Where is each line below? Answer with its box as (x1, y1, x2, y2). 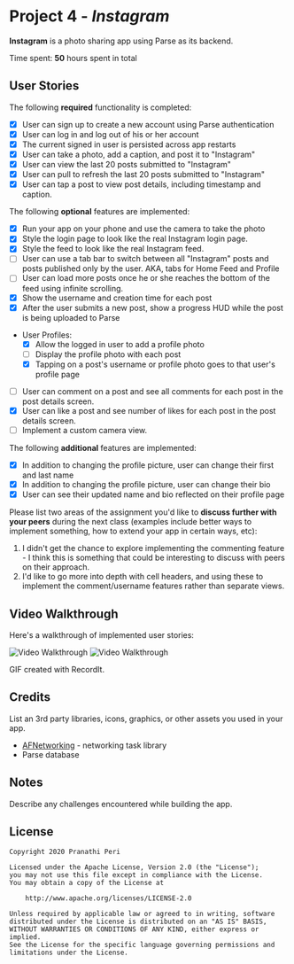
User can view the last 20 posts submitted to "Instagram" (21, 159, 232, 169)
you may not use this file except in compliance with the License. (9, 871, 264, 880)
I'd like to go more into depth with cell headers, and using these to (21, 571, 264, 582)
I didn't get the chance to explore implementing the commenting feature (21, 543, 285, 554)
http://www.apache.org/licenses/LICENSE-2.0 (25, 894, 192, 903)
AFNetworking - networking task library (21, 740, 167, 750)
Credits (9, 689, 51, 705)
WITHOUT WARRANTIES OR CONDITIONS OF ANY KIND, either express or (9, 925, 259, 934)
